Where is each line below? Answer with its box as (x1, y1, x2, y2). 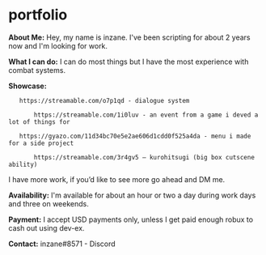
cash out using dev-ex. (8, 223, 85, 232)
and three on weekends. (8, 198, 89, 208)
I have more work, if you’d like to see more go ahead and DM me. (8, 174, 226, 184)
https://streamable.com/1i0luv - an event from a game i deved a (33, 111, 259, 119)
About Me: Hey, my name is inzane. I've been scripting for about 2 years (8, 32, 251, 42)
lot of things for (8, 117, 70, 126)
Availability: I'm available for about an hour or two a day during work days (8, 190, 256, 200)
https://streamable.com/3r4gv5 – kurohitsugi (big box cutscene (33, 153, 255, 161)
